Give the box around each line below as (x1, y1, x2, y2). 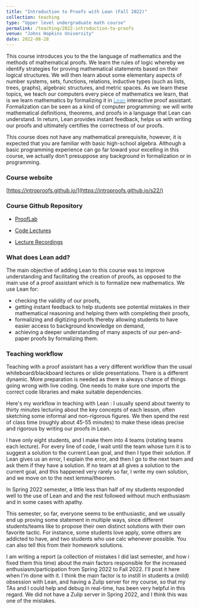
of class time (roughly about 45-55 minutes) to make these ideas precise (6, 419, 185, 426)
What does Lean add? (6, 253, 70, 261)
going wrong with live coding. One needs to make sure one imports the (6, 382, 180, 389)
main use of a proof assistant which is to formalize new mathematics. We (6, 279, 185, 286)
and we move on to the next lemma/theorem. (6, 474, 116, 481)
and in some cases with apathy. (6, 499, 84, 506)
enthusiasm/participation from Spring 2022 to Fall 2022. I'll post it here (6, 566, 180, 573)
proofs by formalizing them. (30, 335, 99, 342)
